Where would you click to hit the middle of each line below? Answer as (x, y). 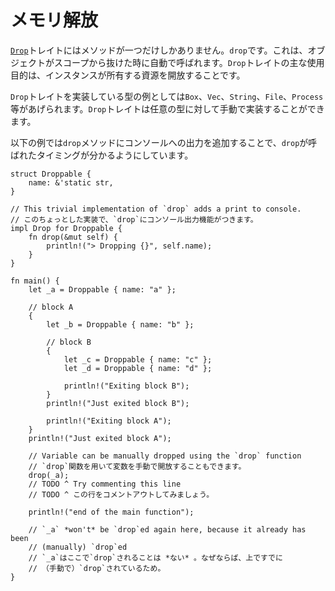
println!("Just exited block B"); (118, 403)
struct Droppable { (51, 174)
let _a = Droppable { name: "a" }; (102, 289)
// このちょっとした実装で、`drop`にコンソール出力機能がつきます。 (134, 219)
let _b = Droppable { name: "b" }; (120, 324)
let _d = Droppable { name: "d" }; (138, 368)
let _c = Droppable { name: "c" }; (138, 359)
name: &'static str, (71, 182)
